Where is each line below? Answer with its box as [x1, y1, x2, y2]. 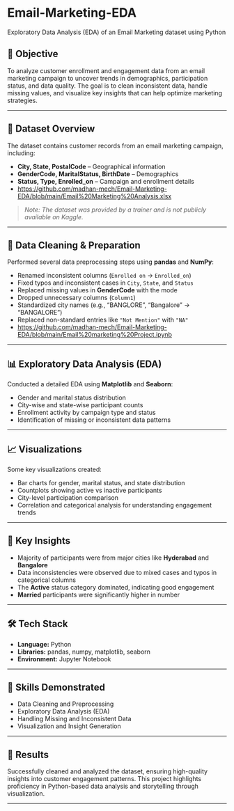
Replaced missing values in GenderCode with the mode [17, 286, 178, 294]
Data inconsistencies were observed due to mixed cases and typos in [17, 568, 217, 576]
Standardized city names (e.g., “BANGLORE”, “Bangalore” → [17, 301, 190, 309]
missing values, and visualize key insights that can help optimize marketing [7, 88, 223, 97]
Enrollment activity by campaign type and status [17, 409, 156, 417]
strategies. [7, 96, 38, 104]
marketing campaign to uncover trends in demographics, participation [7, 74, 208, 82]
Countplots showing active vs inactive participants [17, 486, 162, 494]
